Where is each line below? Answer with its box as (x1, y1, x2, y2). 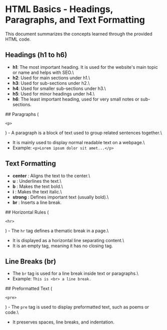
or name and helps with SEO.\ (12, 69, 74, 75)
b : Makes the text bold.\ (12, 183, 63, 189)
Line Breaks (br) (5, 257, 56, 266)
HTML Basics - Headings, (5, 4, 113, 15)
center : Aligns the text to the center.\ (12, 172, 90, 179)
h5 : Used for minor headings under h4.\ (12, 90, 95, 96)
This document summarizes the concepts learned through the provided (5, 31, 153, 37)
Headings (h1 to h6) (5, 51, 68, 59)
